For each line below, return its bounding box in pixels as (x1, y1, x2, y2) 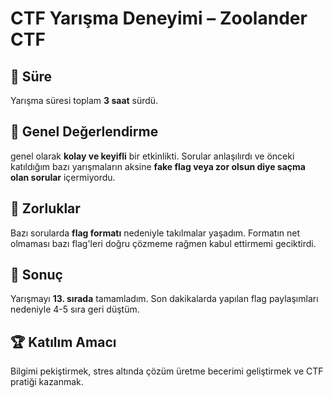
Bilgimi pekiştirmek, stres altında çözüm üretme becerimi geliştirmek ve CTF (10, 365, 324, 377)
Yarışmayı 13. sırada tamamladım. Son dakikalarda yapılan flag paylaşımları (10, 293, 319, 305)
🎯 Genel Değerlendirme (10, 123, 159, 141)
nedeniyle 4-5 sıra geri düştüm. (10, 303, 140, 316)
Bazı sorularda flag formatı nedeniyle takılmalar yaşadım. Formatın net (10, 227, 300, 239)
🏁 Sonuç (10, 267, 63, 284)
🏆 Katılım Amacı (10, 333, 117, 351)
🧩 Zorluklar (10, 200, 81, 217)
